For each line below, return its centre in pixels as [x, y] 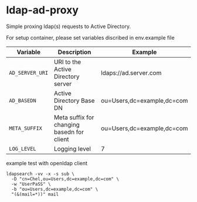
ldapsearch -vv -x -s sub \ [40, 174]
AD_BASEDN [23, 100]
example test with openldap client [47, 163]
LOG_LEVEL [23, 149]
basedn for [69, 132]
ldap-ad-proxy [43, 10]
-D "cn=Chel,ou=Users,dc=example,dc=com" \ [65, 179]
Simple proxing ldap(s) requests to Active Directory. [68, 26]
